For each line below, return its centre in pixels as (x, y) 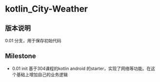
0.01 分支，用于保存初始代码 (33, 41)
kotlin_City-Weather (47, 9)
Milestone (21, 56)
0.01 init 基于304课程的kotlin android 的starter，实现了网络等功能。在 (81, 68)
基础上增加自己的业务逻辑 (42, 74)
